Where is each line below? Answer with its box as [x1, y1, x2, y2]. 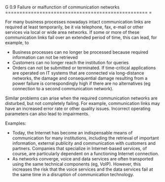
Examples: [5, 120, 26, 126]
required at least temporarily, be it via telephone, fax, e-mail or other [5, 24, 144, 30]
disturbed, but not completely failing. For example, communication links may [5, 101, 160, 106]
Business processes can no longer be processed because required [12, 49, 149, 55]
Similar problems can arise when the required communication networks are [5, 95, 158, 101]
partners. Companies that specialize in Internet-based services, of [12, 146, 147, 151]
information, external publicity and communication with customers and [12, 140, 156, 146]
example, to [5, 40, 29, 46]
